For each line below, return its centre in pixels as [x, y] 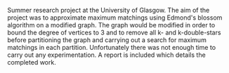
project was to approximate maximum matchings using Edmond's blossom [115, 18]
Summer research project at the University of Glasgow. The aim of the [109, 10]
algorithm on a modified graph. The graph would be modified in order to [111, 25]
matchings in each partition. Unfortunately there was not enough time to [112, 47]
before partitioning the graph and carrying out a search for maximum [107, 40]
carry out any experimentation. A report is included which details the [106, 55]
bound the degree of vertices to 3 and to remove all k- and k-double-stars [114, 32]
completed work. [32, 62]
